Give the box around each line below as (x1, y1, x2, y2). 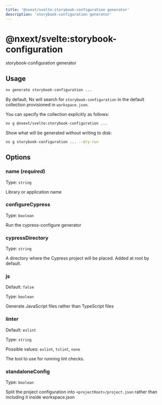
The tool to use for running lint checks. (5, 355, 84, 361)
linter (5, 315, 19, 322)
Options (5, 153, 31, 161)
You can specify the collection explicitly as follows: (5, 111, 109, 117)
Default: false (5, 284, 34, 290)
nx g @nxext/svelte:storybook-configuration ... (5, 121, 108, 126)
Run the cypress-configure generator (5, 222, 81, 228)
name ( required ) (5, 168, 45, 175)
